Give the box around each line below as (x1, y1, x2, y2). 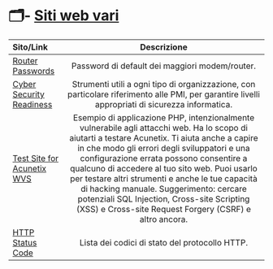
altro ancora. (139, 213, 188, 224)
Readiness (12, 98, 53, 110)
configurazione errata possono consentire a (80, 152, 248, 163)
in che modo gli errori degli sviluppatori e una (76, 142, 250, 154)
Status (12, 236, 37, 248)
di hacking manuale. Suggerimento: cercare (80, 183, 247, 194)
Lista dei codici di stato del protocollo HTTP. (79, 236, 249, 248)
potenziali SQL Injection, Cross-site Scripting (77, 193, 250, 204)
